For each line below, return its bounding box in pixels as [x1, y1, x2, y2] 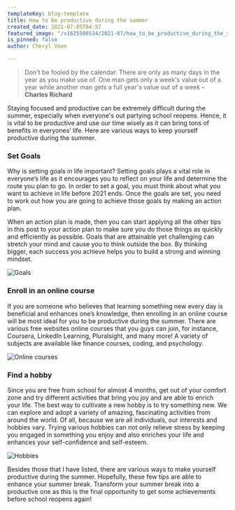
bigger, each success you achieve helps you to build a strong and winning [7, 248, 221, 256]
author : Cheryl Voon [7, 43, 68, 50]
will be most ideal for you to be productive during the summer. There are [7, 316, 216, 325]
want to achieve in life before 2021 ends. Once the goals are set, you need [7, 190, 222, 198]
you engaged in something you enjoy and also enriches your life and [7, 430, 204, 439]
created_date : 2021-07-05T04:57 [7, 23, 101, 30]
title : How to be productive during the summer [7, 17, 149, 24]
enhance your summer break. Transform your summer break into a [7, 480, 199, 488]
